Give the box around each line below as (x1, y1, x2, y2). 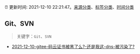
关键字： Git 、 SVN (16, 33, 52, 39)
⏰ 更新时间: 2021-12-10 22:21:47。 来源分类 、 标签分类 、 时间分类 (4, 4, 134, 10)
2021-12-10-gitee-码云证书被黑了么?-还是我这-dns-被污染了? (11, 43, 135, 49)
